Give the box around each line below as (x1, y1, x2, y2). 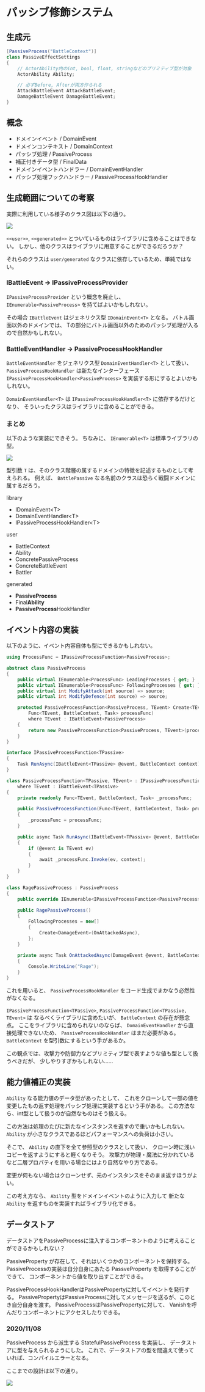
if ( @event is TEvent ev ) (28, 845, 95, 851)
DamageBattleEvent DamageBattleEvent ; (17, 93, 116, 100)
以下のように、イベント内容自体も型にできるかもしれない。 (6, 642, 156, 650)
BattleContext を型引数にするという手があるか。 (6, 1037, 129, 1044)
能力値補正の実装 (6, 1077, 71, 1088)
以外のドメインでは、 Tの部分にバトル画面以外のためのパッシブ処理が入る (11, 321, 199, 329)
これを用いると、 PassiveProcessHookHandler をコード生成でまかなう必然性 (6, 987, 195, 994)
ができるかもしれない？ (6, 1244, 65, 1251)
